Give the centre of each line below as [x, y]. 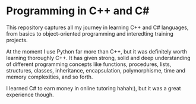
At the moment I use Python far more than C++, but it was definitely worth [97, 51]
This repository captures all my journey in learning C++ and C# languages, [97, 27]
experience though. [30, 94]
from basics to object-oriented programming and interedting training [90, 33]
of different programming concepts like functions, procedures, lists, [89, 64]
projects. [17, 40]
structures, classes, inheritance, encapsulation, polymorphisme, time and [96, 70]
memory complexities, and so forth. [50, 77]
